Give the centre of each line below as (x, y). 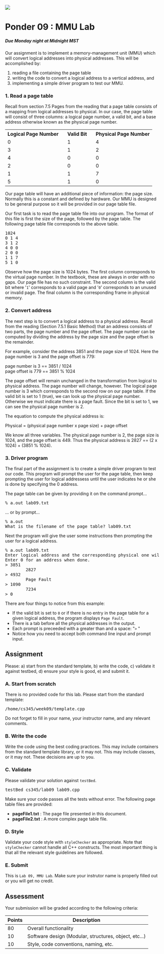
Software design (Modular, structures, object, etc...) (87, 936)
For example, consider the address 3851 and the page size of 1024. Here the (82, 351)
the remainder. (20, 342)
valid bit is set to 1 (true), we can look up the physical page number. (73, 396)
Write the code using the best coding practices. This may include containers (82, 747)
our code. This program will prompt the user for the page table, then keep (79, 474)
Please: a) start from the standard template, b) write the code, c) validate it (80, 666)
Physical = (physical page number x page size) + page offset (66, 425)
